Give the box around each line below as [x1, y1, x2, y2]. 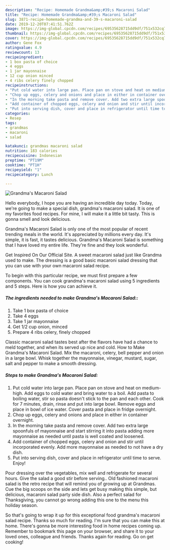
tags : [5, 120, 17, 126]
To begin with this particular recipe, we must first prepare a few [5, 272, 138, 279]
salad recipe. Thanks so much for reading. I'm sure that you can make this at [5, 518, 165, 524]
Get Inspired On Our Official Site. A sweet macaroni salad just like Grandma [5, 252, 162, 258]
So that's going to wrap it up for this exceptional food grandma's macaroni [5, 512, 160, 518]
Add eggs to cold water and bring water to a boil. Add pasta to [24, 390, 154, 397]
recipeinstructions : [5, 83, 49, 88]
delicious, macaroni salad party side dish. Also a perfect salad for [5, 492, 142, 498]
